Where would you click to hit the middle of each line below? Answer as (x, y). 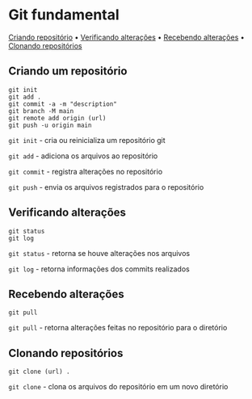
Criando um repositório (68, 71)
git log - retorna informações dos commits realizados (99, 269)
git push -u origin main (50, 125)
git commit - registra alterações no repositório (86, 171)
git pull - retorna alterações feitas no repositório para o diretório (118, 328)
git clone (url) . (39, 372)
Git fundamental (64, 15)
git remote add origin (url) (57, 118)
